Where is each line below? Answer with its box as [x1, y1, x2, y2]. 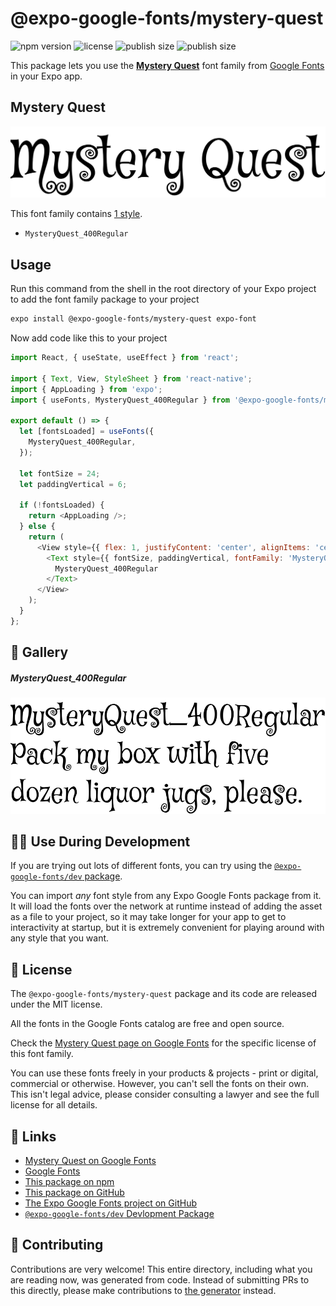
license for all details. [10, 1099, 98, 1111]
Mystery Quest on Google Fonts [24, 1155, 157, 1167]
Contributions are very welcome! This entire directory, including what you [10, 1263, 313, 1275]
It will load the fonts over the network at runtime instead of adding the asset [10, 900, 323, 912]
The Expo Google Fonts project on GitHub [24, 1197, 197, 1209]
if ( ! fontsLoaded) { [19, 500, 105, 511]
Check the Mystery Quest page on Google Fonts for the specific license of [10, 1037, 317, 1049]
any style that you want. [10, 932, 110, 944]
